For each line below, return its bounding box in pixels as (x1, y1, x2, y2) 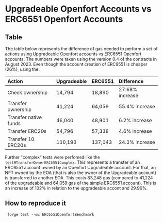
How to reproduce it (5, 199, 66, 207)
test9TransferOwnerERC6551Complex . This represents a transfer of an (5, 159, 140, 165)
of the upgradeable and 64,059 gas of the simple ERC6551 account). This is (5, 180, 157, 186)
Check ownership (7, 89, 48, 95)
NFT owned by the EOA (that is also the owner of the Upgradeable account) (5, 170, 157, 175)
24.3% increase (118, 139, 155, 145)
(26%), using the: (5, 66, 40, 72)
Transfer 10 (7, 136, 35, 143)
